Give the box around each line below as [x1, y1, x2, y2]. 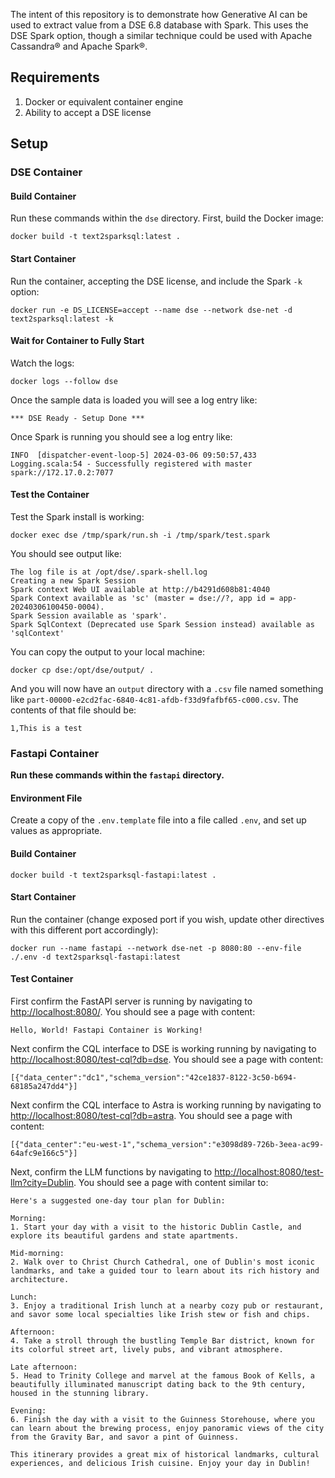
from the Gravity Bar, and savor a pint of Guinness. [10, 1432, 240, 1443]
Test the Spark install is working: [10, 510, 145, 523]
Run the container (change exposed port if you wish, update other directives [10, 913, 325, 925]
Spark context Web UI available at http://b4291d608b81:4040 [10, 584, 271, 594]
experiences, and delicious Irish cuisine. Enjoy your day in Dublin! [10, 1459, 311, 1469]
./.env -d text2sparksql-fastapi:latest [10, 952, 182, 962]
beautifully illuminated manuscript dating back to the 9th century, [10, 1380, 307, 1390]
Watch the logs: [10, 357, 75, 369]
